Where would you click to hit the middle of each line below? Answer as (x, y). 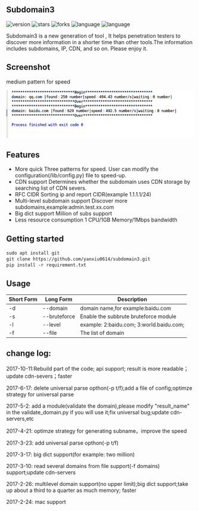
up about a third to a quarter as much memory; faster (71, 490)
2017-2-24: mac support (36, 501)
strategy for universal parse (40, 394)
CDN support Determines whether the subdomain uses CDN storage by (102, 182)
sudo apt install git (33, 253)
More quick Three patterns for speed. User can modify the (87, 169)
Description (132, 299)
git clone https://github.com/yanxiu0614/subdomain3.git (78, 259)
